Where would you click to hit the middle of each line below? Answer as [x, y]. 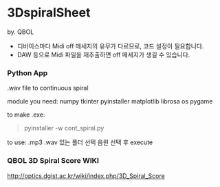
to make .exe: [26, 115]
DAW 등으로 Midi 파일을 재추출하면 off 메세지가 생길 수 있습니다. [103, 55]
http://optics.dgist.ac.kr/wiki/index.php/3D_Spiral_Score [86, 176]
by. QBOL [21, 32]
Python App [27, 72]
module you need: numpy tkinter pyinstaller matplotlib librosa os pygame [110, 101]
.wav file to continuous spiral [48, 88]
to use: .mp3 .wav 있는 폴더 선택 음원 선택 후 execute [80, 142]
